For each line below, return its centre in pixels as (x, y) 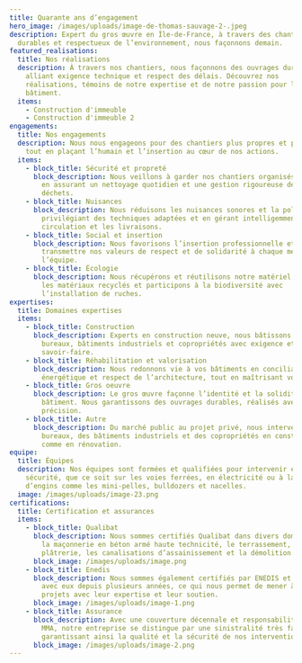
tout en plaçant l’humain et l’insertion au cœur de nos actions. (152, 151)
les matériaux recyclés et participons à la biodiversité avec (162, 285)
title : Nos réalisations (64, 59)
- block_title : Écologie (72, 269)
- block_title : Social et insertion (94, 235)
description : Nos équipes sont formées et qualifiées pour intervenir (152, 470)
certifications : (40, 503)
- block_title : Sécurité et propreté (96, 168)
